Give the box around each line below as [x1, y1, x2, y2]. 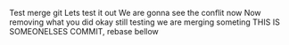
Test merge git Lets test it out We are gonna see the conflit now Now [9, 8, 261, 18]
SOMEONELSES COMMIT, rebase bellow [9, 26, 159, 36]
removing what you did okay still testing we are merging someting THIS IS [9, 17, 281, 27]
